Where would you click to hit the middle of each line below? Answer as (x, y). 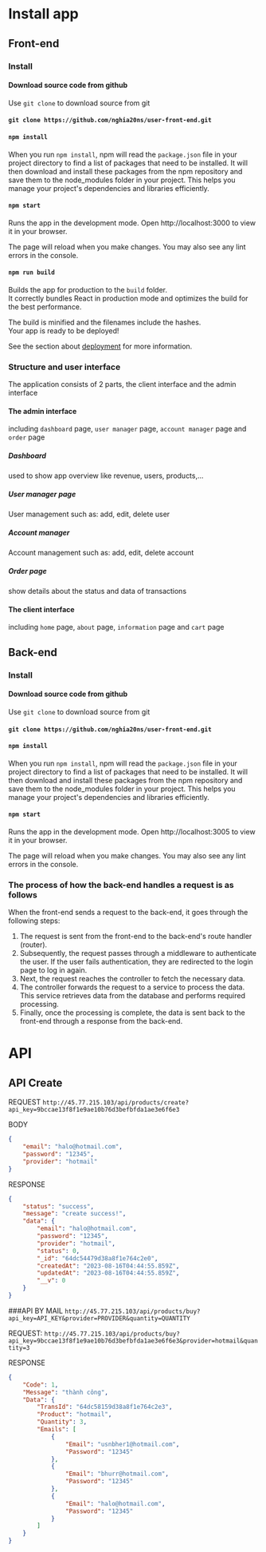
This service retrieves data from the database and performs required (132, 996)
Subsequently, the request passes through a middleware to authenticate (138, 953)
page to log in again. (53, 970)
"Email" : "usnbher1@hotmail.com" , (122, 1444)
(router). (33, 945)
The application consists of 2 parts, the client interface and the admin (122, 384)
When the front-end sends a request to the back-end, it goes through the (128, 913)
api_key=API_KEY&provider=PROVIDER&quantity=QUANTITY (100, 1318)
